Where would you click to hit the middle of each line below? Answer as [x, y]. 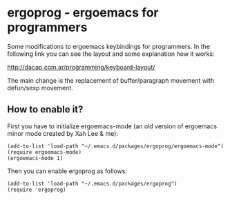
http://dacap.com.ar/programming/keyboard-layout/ [81, 67]
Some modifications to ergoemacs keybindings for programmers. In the [109, 46]
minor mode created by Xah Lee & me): [63, 133]
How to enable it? [45, 109]
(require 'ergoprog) [37, 190]
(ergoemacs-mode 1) [35, 158]
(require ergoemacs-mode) [44, 152]
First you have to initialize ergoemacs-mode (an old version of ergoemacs [112, 126]
